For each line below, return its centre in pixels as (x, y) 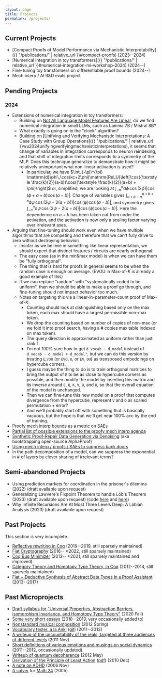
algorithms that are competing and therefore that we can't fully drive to (83, 235)
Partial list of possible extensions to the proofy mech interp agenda (79, 431)
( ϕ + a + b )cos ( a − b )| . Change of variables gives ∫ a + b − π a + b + (90, 195)
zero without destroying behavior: (46, 240)
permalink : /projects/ (28, 18)
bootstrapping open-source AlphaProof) (52, 441)
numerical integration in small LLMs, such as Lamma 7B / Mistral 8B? (88, 125)
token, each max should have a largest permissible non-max (86, 312)
